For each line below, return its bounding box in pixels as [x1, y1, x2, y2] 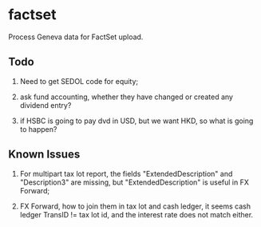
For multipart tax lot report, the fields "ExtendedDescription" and [19, 169, 233, 178]
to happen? [19, 124, 57, 133]
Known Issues [8, 148, 81, 161]
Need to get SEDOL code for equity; [19, 76, 139, 86]
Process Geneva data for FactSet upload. [8, 32, 144, 42]
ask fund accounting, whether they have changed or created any [19, 92, 234, 102]
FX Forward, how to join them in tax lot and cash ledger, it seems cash [19, 201, 251, 211]
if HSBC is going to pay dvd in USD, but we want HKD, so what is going [19, 116, 254, 125]
